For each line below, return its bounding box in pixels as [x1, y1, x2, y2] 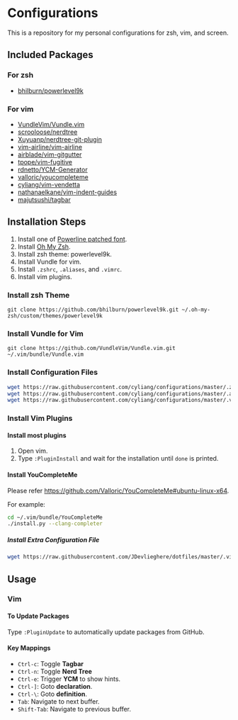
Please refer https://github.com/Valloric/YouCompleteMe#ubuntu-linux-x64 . [7, 486, 229, 495]
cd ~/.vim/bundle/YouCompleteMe [7, 514, 103, 521]
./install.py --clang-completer [7, 520, 103, 527]
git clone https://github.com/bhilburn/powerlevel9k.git [7, 306, 179, 313]
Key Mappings [7, 643, 51, 653]
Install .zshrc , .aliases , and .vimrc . [17, 264, 123, 274]
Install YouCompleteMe [7, 470, 78, 479]
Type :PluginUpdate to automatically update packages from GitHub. [7, 627, 205, 636]
